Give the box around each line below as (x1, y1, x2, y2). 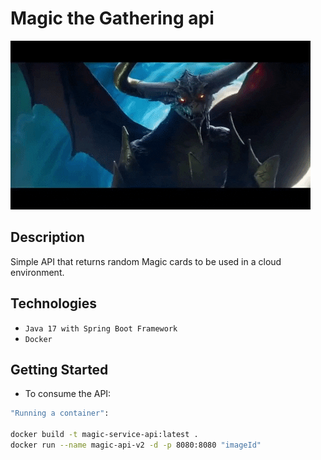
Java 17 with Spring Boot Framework (24, 323, 178, 334)
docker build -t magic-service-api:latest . (10, 430, 199, 440)
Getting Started (10, 361, 109, 378)
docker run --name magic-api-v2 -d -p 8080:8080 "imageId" (10, 440, 262, 450)
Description (10, 229, 85, 246)
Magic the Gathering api (10, 7, 215, 30)
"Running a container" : (10, 408, 110, 419)
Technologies (10, 295, 98, 312)
